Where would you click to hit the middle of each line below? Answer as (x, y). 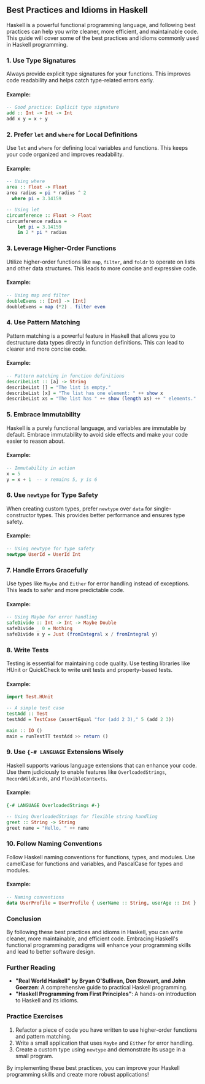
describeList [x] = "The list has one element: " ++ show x (85, 393)
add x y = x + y (27, 119)
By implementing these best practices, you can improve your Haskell (93, 1067)
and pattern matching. (43, 1036)
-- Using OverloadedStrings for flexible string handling (82, 816)
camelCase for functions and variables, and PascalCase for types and (95, 864)
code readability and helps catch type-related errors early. (80, 80)
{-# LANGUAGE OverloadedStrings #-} (53, 805)
